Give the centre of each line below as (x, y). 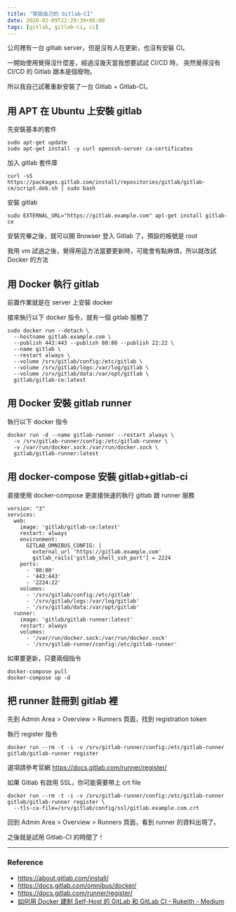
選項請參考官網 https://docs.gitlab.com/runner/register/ (87, 768)
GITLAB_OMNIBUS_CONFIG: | (64, 546)
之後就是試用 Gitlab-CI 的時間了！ (56, 837)
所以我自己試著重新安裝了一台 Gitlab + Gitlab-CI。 (79, 87)
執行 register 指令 (33, 734)
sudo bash (81, 189)
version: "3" (26, 508)
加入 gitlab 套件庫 (33, 163)
